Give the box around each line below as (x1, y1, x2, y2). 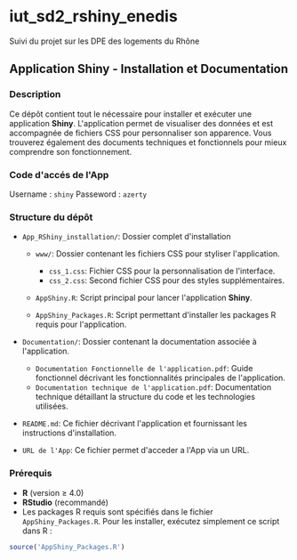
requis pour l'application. (35, 319, 127, 330)
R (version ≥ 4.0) (21, 487, 84, 498)
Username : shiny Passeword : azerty (9, 189, 148, 199)
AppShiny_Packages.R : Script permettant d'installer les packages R (35, 310, 277, 321)
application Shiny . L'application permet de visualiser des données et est (9, 118, 274, 128)
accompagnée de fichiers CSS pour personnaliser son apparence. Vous (9, 127, 272, 138)
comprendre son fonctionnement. (9, 146, 132, 157)
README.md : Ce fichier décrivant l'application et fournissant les (21, 418, 247, 429)
